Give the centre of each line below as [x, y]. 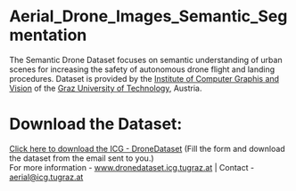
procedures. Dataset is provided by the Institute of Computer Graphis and [144, 78]
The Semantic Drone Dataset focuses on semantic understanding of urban [146, 60]
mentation [48, 35]
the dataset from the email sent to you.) [82, 158]
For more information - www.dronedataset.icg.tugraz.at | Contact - [132, 167]
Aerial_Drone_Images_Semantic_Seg [148, 16]
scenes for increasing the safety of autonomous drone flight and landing [142, 69]
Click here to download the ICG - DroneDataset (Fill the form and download [147, 148]
